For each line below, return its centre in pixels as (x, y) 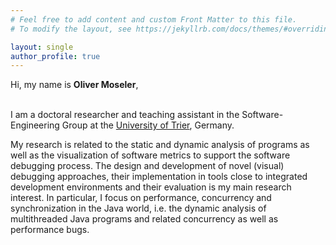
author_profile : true (55, 56)
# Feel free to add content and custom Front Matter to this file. (154, 19)
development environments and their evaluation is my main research (151, 187)
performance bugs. (50, 230)
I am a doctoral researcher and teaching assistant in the (125, 115)
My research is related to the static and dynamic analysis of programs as (160, 145)
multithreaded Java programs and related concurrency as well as (144, 219)
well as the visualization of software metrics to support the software (150, 155)
